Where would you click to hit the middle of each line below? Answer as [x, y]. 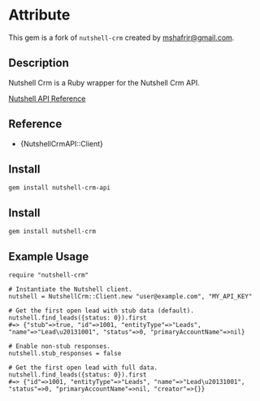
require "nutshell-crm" [49, 275]
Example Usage [49, 257]
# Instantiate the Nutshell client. [70, 290]
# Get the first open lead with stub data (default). [102, 311]
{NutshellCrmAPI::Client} [62, 143]
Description [39, 63]
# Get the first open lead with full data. [83, 368]
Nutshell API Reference [47, 98]
